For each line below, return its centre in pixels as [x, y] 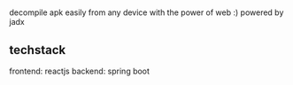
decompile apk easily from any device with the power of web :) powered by [146, 12]
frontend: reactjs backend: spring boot [80, 71]
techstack [38, 50]
